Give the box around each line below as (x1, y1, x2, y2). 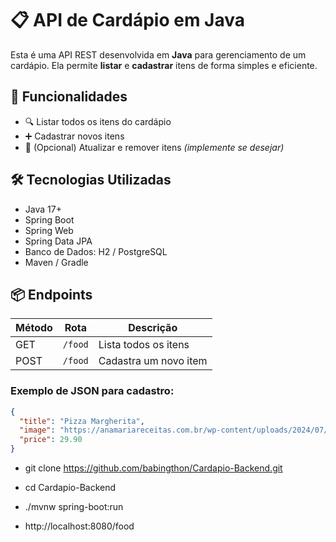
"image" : (19, 425, 56, 436)
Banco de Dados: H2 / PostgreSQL (24, 245, 168, 257)
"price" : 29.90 (19, 435, 83, 445)
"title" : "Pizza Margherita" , (19, 416, 145, 426)
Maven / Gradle (24, 256, 89, 268)
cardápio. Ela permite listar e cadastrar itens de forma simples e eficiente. (10, 59, 318, 71)
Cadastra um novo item (98, 354, 208, 368)
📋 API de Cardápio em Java (10, 9, 245, 32)
